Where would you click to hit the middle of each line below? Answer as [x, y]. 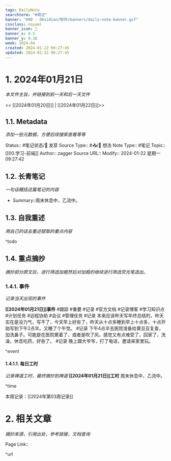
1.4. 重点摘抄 [25, 259]
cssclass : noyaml [24, 24]
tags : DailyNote [22, 10]
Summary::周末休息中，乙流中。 [46, 200]
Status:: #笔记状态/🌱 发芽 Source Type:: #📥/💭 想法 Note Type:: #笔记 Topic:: [85, 145]
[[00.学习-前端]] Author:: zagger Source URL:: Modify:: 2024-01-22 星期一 [83, 153]
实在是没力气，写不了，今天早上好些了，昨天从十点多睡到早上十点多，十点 [83, 322]
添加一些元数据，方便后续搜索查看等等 [45, 134]
